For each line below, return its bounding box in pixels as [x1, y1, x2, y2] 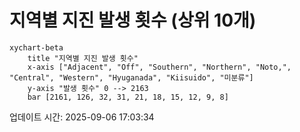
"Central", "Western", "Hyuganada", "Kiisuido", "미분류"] [9, 72, 254, 83]
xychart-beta [9, 42, 64, 53]
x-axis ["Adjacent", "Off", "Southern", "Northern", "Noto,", [27, 62, 292, 72]
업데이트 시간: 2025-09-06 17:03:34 [9, 111, 155, 123]
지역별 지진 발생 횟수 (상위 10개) [9, 9, 257, 32]
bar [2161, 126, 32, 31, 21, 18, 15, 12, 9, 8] [27, 92, 229, 102]
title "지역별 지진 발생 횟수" [27, 53, 139, 63]
